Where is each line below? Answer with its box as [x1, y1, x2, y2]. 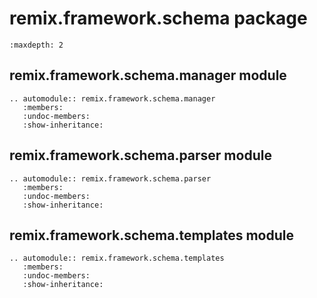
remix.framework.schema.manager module [9, 67, 287, 84]
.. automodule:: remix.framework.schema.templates [9, 253, 225, 264]
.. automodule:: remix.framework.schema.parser [9, 173, 212, 184]
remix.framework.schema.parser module [9, 147, 272, 164]
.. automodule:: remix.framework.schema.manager [9, 93, 216, 104]
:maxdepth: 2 [9, 40, 64, 50]
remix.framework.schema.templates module [9, 227, 294, 244]
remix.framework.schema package [9, 7, 308, 30]
